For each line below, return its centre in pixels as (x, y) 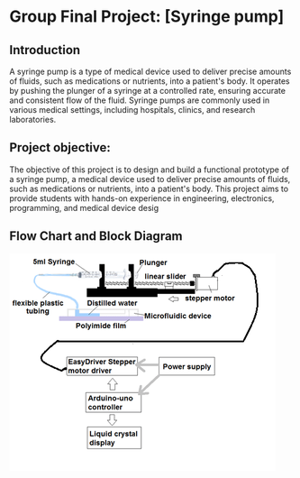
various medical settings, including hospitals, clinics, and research (132, 110)
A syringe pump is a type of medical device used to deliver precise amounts (150, 71)
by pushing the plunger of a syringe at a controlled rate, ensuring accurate (148, 91)
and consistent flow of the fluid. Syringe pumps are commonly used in (140, 100)
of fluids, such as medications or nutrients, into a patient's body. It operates (150, 81)
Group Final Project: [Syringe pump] (147, 17)
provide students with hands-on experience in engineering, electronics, (142, 198)
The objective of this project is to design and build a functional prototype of (150, 170)
